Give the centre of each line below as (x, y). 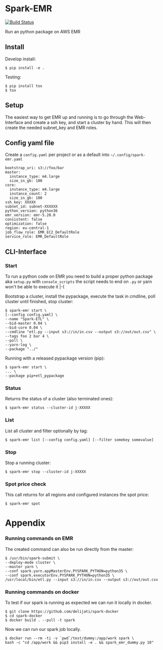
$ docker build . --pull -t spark (40, 620)
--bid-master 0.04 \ (26, 324)
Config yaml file (30, 143)
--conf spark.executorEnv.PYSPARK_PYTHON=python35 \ (60, 575)
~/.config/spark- (128, 155)
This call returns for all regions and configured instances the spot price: (77, 495)
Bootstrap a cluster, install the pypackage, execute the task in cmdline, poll (80, 296)
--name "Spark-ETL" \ (27, 319)
